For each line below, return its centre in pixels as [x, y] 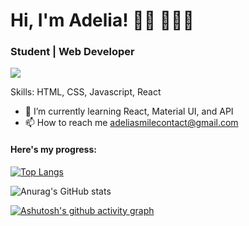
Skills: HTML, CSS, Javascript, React [86, 92]
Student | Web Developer [72, 52]
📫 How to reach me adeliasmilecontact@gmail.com [131, 123]
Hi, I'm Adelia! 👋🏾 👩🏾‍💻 [102, 20]
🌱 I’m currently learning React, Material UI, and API [129, 111]
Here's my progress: [53, 150]
